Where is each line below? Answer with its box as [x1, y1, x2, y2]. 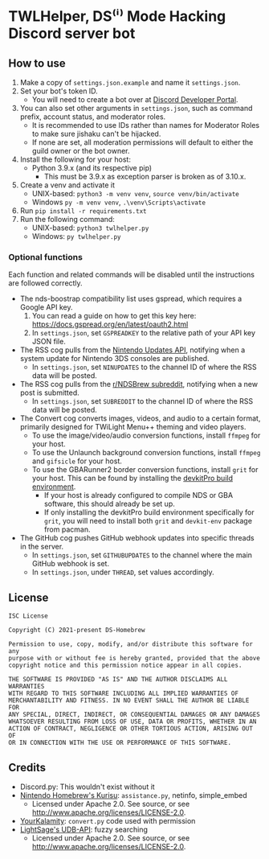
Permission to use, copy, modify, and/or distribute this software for [8, 640, 253, 648]
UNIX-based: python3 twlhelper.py [31, 223, 149, 232]
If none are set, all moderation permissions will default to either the [31, 138, 254, 147]
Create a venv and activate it [19, 180, 115, 190]
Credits [8, 760, 47, 775]
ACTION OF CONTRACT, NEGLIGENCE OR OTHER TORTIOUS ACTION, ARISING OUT [8, 725, 253, 733]
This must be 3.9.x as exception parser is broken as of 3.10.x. [43, 172, 247, 181]
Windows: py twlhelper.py [31, 232, 121, 240]
